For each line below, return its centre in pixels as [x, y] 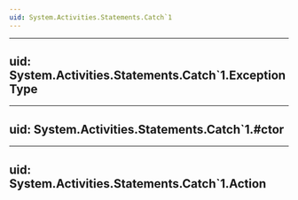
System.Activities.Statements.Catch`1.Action [138, 184]
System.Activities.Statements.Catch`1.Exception [148, 76]
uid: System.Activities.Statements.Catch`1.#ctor [147, 129]
